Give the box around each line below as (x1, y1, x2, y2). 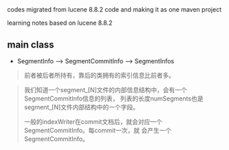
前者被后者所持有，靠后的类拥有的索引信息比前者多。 (23, 72, 175, 80)
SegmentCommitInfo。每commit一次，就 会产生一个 (23, 127, 172, 135)
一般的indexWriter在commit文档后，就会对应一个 (23, 118, 163, 126)
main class (7, 39, 54, 50)
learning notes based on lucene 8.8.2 (7, 19, 113, 27)
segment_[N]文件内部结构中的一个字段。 (23, 103, 140, 111)
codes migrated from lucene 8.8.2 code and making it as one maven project (7, 6, 222, 14)
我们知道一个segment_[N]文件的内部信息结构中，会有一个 (23, 86, 188, 94)
